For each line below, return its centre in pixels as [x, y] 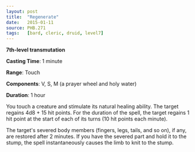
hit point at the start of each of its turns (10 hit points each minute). [87, 119]
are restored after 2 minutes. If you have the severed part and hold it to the [96, 137]
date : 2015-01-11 [30, 22]
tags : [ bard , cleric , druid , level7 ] [55, 33]
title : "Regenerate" [33, 17]
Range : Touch [23, 72]
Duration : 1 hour [26, 95]
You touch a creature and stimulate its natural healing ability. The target [93, 106]
